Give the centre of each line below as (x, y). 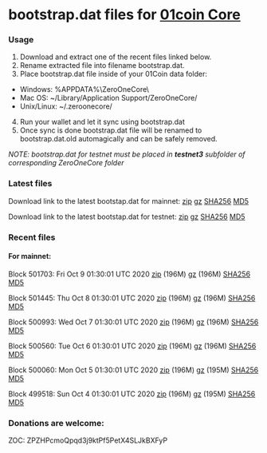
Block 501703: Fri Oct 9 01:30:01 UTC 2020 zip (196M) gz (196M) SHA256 (130, 274)
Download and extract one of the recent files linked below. (116, 57)
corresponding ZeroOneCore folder (66, 163)
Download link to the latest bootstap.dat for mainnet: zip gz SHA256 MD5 (129, 201)
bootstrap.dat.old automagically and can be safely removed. (118, 139)
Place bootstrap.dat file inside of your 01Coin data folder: (113, 74)
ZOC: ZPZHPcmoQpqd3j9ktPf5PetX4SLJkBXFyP (88, 440)
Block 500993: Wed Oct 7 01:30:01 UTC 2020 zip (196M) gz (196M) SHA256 (133, 322)
